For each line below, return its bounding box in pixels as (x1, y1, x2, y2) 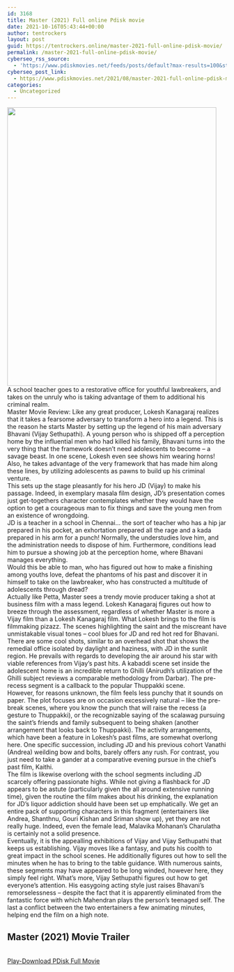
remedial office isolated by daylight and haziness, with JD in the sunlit (7, 645, 208, 653)
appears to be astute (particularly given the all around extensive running (7, 785, 214, 794)
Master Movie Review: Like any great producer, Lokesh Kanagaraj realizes (7, 408, 219, 416)
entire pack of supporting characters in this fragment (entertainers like (7, 807, 210, 815)
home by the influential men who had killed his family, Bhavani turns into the (7, 437, 226, 446)
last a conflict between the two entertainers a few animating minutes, (7, 903, 205, 912)
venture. (7, 474, 31, 483)
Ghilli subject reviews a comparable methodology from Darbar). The (7, 674, 203, 682)
